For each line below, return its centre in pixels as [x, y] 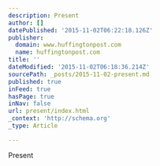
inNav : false [30, 104]
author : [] [26, 23]
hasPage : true [32, 96]
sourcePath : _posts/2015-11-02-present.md [79, 74]
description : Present [44, 15]
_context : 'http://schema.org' [60, 119]
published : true [35, 81]
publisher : [26, 38]
